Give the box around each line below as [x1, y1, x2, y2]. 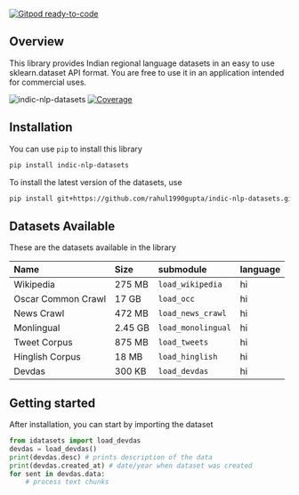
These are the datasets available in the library [9, 242, 176, 253]
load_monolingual [158, 323, 231, 333]
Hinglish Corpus [13, 351, 82, 363]
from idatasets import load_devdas [9, 436, 141, 445]
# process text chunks [25, 477, 109, 487]
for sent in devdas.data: [9, 469, 105, 478]
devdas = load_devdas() [9, 444, 98, 453]
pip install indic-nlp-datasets [9, 160, 129, 169]
